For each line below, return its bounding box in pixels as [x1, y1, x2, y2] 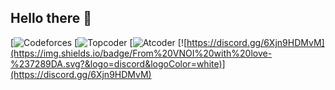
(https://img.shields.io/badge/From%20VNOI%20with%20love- [10, 47, 273, 59]
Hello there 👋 [10, 10, 93, 27]
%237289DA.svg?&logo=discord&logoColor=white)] [10, 57, 226, 70]
